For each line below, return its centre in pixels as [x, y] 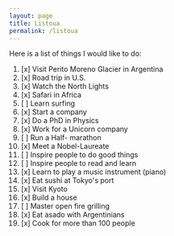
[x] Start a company [54, 112]
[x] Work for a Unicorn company [74, 129]
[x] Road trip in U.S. [53, 78]
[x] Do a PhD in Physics [60, 121]
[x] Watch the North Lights [65, 86]
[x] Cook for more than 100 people [78, 223]
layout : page [31, 16]
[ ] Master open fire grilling [65, 206]
